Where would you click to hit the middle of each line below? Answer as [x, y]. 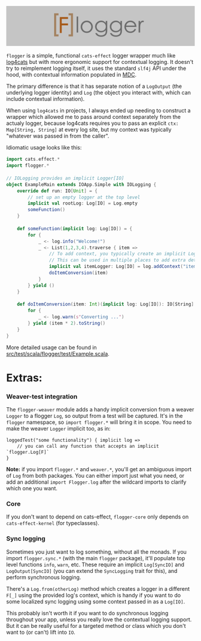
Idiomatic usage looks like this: [44, 148]
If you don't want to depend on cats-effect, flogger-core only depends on [98, 517]
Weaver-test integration [42, 396]
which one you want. [32, 489]
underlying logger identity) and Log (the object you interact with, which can [99, 93]
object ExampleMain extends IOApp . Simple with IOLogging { [81, 184]
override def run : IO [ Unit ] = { [57, 191]
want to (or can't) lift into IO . [41, 632]
